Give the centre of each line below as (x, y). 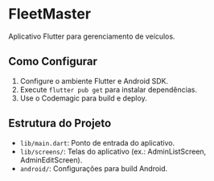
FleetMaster (49, 14)
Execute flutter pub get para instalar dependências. (108, 89)
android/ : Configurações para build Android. (94, 168)
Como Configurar (53, 62)
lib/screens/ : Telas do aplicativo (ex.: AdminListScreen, (113, 151)
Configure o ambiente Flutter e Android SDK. (94, 80)
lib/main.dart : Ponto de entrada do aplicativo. (97, 142)
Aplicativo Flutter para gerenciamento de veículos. (92, 36)
